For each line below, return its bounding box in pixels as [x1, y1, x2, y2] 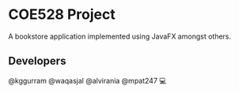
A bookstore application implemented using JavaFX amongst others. [8, 32, 232, 41]
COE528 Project [8, 6, 116, 24]
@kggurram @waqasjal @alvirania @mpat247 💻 [8, 76, 167, 85]
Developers [8, 54, 66, 68]
